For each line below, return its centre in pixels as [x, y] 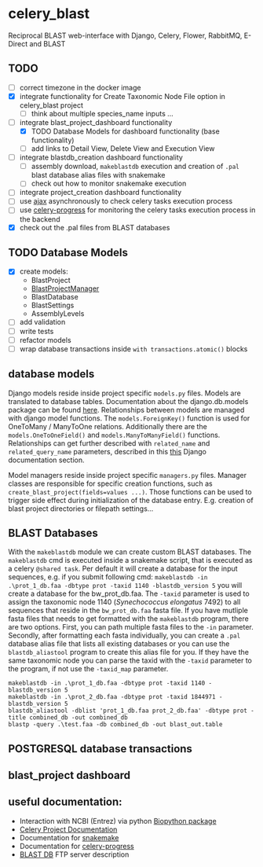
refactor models [46, 340]
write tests [37, 331]
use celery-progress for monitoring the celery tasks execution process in [137, 210]
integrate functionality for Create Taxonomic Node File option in [122, 96]
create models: [44, 271]
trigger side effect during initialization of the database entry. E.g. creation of [131, 500]
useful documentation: [66, 802]
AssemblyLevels [58, 314]
